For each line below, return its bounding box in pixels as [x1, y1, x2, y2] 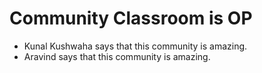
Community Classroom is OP [9, 7, 253, 30]
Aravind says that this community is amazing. [23, 50, 211, 62]
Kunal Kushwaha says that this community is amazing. [23, 40, 248, 52]
